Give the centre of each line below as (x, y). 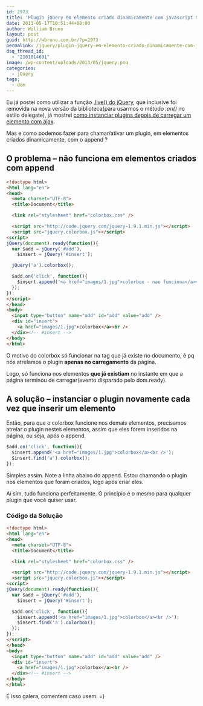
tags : (13, 79)
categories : (21, 68)
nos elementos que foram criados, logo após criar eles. (75, 482)
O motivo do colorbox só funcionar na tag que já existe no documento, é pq (100, 355)
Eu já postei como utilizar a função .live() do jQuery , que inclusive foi (92, 102)
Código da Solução (35, 515)
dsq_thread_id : (25, 51)
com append (30, 168)
